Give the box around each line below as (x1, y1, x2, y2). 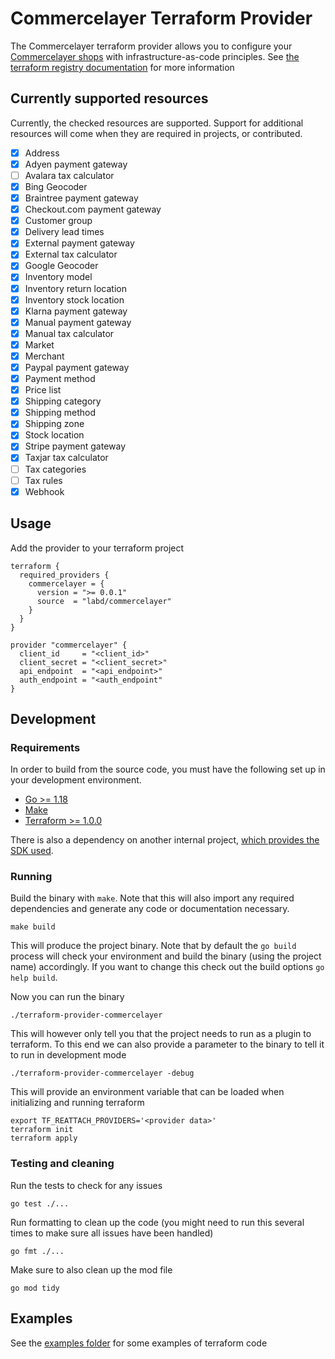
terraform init (10, 1125, 74, 1135)
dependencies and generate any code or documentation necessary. (10, 903, 290, 915)
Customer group (24, 215, 93, 227)
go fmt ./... (10, 1246, 65, 1256)
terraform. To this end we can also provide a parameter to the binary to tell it (10, 1038, 325, 1051)
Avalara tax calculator (24, 169, 115, 181)
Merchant (24, 350, 65, 362)
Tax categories (24, 463, 87, 475)
